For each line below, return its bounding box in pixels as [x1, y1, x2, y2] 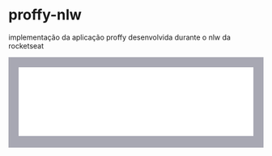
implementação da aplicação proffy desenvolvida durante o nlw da [8, 32, 231, 42]
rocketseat [8, 40, 45, 50]
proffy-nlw [8, 6, 83, 24]
